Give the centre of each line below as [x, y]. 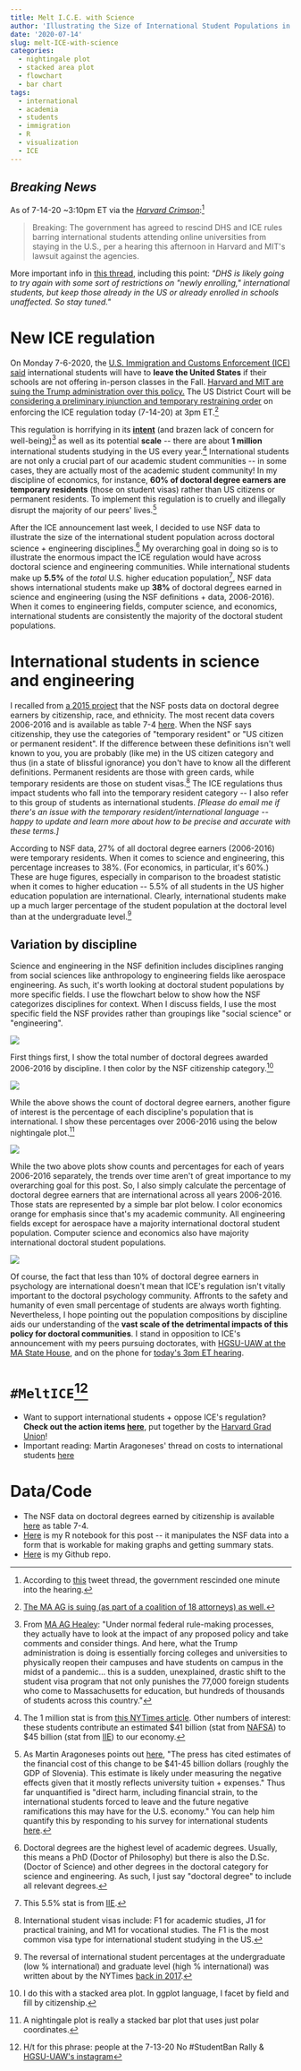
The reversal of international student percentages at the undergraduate [154, 1956]
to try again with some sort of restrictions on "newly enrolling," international [150, 283]
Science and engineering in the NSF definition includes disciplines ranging [147, 966]
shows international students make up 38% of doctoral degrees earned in [146, 587]
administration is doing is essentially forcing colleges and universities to [155, 1653]
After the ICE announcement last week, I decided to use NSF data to [135, 527]
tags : [20, 92]
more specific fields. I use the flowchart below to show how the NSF [136, 994]
